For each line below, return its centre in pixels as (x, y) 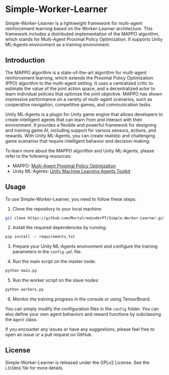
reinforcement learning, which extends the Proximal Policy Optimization (79, 78)
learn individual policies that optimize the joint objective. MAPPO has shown (84, 93)
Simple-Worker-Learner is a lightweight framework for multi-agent (74, 23)
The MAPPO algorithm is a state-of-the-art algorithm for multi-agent (76, 72)
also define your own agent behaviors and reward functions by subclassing (83, 314)
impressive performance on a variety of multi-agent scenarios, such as (79, 99)
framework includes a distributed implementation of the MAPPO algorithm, (82, 34)
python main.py (21, 271)
